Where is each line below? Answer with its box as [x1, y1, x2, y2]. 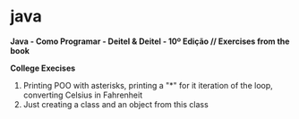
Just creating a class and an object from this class [22, 98, 209, 109]
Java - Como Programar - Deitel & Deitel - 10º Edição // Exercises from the [10, 36, 290, 47]
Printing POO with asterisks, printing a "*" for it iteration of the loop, [22, 80, 274, 90]
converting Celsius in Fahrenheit [22, 89, 142, 100]
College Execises [10, 63, 76, 73]
